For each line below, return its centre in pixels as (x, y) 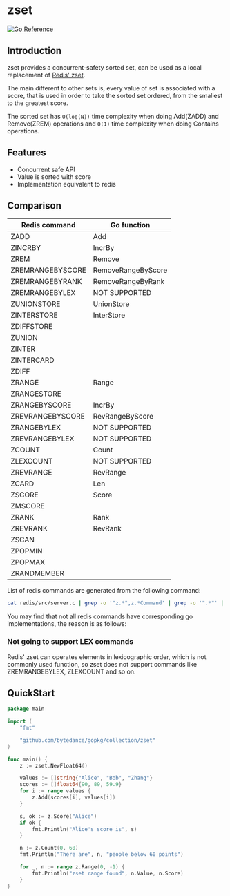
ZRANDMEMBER (37, 573)
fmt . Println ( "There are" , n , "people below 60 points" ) (102, 855)
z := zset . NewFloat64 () (54, 765)
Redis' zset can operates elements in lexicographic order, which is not (107, 657)
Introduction (35, 51)
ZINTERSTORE (34, 315)
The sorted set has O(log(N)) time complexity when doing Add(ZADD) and (113, 116)
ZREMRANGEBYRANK (46, 282)
